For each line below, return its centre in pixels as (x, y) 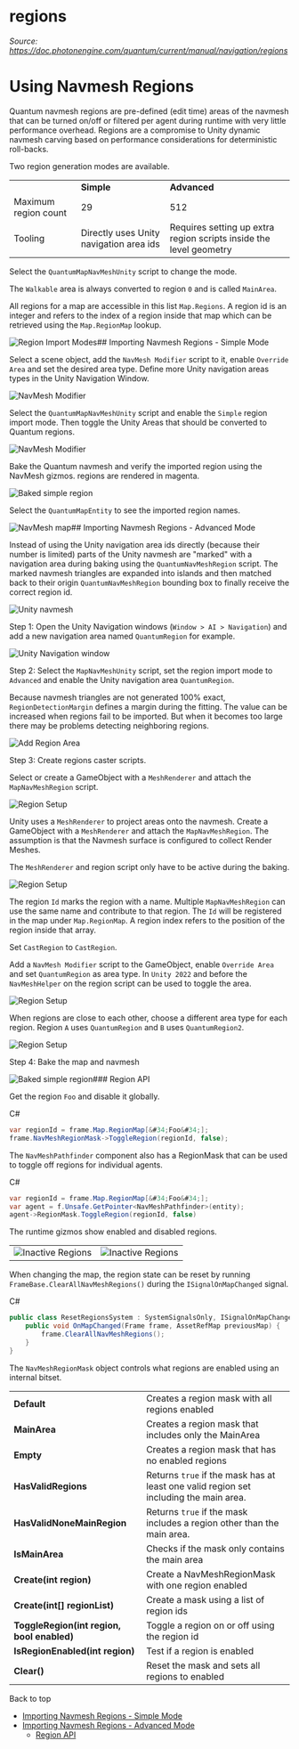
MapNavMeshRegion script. (54, 786)
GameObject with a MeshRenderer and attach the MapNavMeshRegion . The (139, 831)
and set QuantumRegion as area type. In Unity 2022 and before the (128, 973)
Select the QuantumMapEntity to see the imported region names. (125, 510)
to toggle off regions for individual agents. (86, 1165)
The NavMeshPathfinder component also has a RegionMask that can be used (148, 1155)
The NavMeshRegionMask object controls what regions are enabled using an (144, 1368)
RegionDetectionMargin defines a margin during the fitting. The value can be (148, 706)
